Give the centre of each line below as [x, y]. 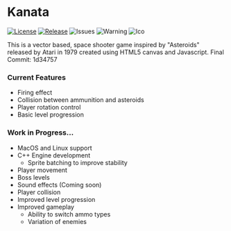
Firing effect [35, 93]
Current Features [37, 77]
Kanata [28, 12]
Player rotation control [49, 108]
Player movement [42, 170]
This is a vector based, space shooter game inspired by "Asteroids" [103, 44]
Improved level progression [56, 199]
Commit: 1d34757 [32, 59]
